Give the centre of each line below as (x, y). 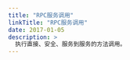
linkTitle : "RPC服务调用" (48, 23)
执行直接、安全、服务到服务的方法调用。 (71, 44)
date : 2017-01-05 (36, 30)
